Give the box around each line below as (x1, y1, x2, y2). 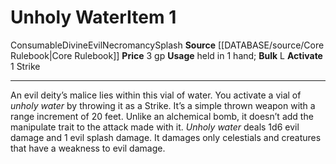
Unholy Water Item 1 (10, 6, 177, 29)
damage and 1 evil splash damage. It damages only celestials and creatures (10, 131, 322, 143)
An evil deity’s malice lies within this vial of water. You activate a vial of (10, 89, 302, 101)
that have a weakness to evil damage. (10, 142, 166, 154)
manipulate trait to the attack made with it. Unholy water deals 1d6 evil (10, 121, 300, 133)
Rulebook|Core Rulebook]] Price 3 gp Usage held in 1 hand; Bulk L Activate (10, 49, 323, 61)
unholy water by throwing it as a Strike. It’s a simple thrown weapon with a (10, 99, 316, 111)
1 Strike (10, 60, 41, 72)
